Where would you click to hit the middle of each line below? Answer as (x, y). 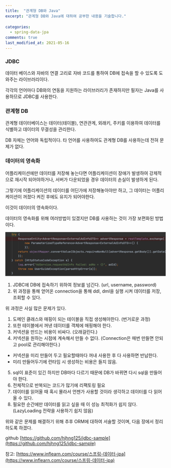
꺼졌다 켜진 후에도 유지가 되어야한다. (59, 196)
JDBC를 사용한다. (40, 97)
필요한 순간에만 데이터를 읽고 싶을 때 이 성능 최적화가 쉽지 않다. (75, 404)
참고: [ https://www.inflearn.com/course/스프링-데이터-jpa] (65, 454)
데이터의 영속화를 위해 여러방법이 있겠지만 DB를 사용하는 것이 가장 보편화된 (80, 218)
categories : (18, 27)
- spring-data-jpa (30, 32)
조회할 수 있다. (27, 297)
